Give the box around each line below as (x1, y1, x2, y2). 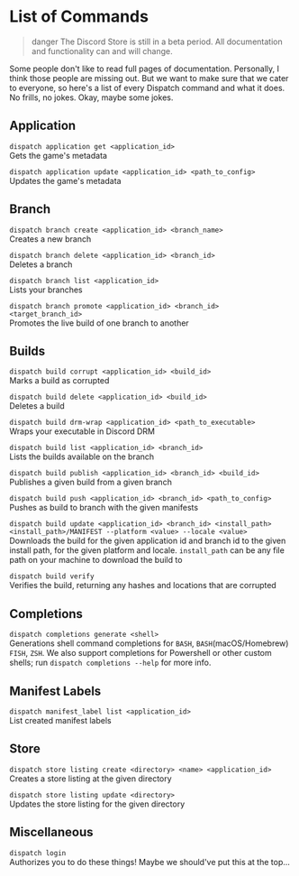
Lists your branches (9, 284, 83, 295)
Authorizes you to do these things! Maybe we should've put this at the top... (9, 856, 291, 867)
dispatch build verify (9, 572, 95, 581)
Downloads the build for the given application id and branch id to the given (9, 535, 286, 547)
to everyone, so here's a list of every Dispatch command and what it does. (9, 82, 285, 93)
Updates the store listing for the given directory (9, 798, 186, 809)
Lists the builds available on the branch (9, 451, 155, 462)
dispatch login (9, 848, 67, 858)
